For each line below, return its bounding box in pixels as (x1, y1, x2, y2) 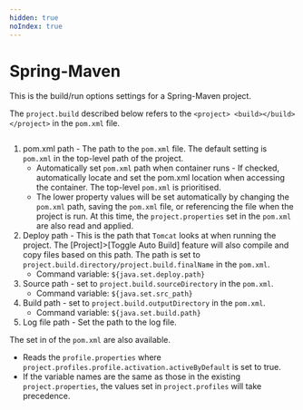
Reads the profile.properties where (22, 352, 161, 363)
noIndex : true (9, 22, 64, 31)
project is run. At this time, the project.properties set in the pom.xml (35, 210, 292, 222)
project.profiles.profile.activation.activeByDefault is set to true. (22, 362, 281, 373)
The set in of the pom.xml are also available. (9, 335, 171, 346)
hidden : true (9, 13, 59, 23)
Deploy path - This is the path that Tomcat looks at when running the (22, 230, 277, 241)
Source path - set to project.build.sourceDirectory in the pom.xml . (22, 278, 274, 289)
